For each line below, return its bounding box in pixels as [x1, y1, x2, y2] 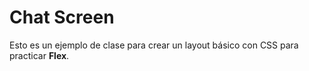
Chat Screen [9, 6, 115, 29]
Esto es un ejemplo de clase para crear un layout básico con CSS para [9, 39, 299, 51]
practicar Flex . [9, 49, 70, 61]
